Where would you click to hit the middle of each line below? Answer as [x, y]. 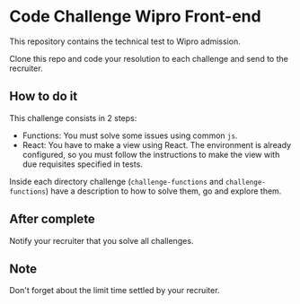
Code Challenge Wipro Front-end [136, 17]
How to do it [44, 96]
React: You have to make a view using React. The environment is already [157, 144]
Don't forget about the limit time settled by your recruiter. [115, 291]
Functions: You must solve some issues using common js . [130, 135]
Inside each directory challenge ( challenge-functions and [116, 181]
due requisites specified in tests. [83, 164]
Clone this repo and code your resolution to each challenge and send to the [149, 58]
